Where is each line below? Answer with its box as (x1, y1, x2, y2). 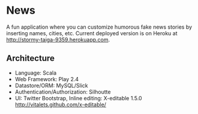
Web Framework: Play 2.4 (14, 75, 79, 82)
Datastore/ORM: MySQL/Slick (14, 82, 88, 89)
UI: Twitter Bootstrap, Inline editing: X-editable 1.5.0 (14, 94, 142, 101)
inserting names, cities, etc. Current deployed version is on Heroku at (6, 29, 178, 36)
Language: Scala (14, 69, 57, 76)
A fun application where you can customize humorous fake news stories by (6, 23, 193, 30)
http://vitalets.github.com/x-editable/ (14, 101, 107, 108)
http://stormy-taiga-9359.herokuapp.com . (6, 36, 110, 43)
